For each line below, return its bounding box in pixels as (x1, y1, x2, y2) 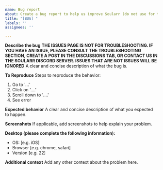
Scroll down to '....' (12, 92, 49, 98)
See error (12, 97, 32, 103)
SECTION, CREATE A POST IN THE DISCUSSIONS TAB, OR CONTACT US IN (5, 53, 158, 58)
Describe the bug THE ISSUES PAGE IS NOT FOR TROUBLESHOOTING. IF (5, 42, 153, 48)
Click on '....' (12, 87, 37, 93)
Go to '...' (12, 82, 30, 87)
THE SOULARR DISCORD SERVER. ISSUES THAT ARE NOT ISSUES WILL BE (5, 58, 157, 64)
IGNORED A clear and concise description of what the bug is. (5, 63, 128, 69)
